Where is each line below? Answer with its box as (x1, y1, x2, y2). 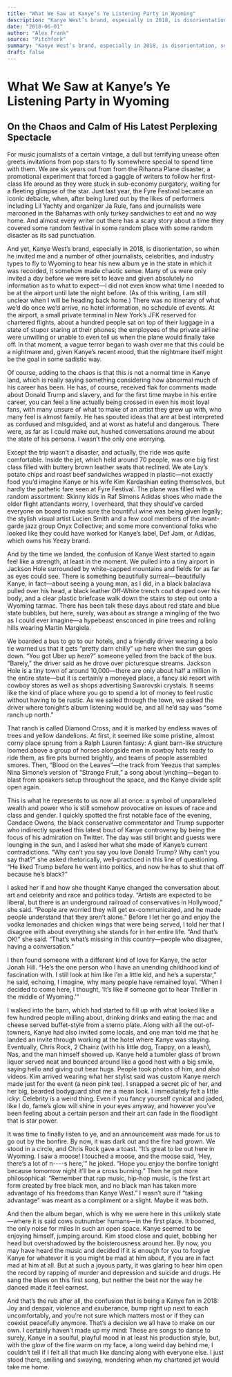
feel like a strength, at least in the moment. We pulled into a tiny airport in (7, 557, 215, 565)
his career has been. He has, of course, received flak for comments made (7, 383, 217, 392)
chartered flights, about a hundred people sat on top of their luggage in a (7, 318, 215, 326)
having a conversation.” (7, 942, 75, 950)
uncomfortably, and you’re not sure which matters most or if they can (7, 1311, 204, 1319)
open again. (7, 782, 41, 791)
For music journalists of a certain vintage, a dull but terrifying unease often (7, 150, 220, 158)
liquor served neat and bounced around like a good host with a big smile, (7, 1058, 215, 1066)
